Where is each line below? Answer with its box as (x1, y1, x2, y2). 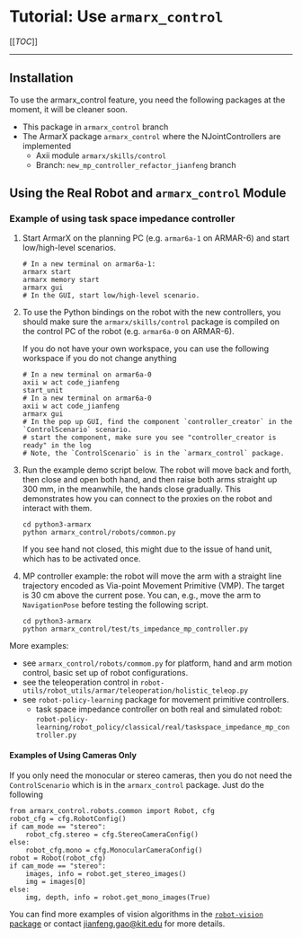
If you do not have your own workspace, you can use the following (22, 343, 270, 354)
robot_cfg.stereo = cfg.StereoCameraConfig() (25, 829, 200, 839)
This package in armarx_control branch (22, 121, 169, 132)
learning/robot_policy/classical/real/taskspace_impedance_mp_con (35, 723, 290, 732)
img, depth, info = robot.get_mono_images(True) (25, 892, 211, 902)
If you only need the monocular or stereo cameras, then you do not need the (9, 770, 292, 781)
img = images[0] (25, 877, 87, 886)
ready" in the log (22, 441, 92, 450)
